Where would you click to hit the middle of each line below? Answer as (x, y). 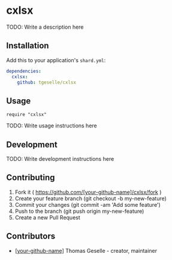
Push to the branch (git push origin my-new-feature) (79, 211)
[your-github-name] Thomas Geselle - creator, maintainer (86, 250)
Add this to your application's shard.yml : (56, 60)
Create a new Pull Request (48, 217)
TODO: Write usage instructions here (52, 126)
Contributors (31, 236)
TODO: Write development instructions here (60, 159)
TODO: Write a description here (45, 27)
